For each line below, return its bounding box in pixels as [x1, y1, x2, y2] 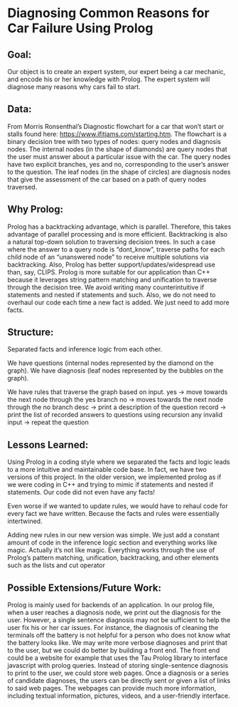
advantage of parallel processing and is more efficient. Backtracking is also [7, 229, 228, 238]
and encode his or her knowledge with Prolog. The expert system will [7, 75, 210, 83]
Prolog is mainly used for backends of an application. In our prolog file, [7, 601, 215, 609]
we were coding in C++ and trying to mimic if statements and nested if [7, 480, 214, 489]
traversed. [7, 182, 38, 191]
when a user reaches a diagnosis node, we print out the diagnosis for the [7, 608, 222, 617]
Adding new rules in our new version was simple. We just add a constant [7, 531, 220, 540]
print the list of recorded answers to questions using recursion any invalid [7, 411, 223, 419]
